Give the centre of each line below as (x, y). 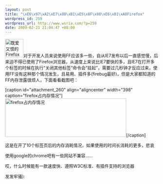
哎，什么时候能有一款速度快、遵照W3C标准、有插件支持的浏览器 (70, 166)
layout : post (18, 10)
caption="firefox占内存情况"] (34, 96)
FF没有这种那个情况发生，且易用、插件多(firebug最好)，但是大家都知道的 (82, 74)
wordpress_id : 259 (24, 19)
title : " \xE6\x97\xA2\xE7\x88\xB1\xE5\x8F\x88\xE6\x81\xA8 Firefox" (75, 14)
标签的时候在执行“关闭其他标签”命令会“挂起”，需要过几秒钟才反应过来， (81, 68)
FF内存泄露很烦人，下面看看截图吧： (42, 80)
